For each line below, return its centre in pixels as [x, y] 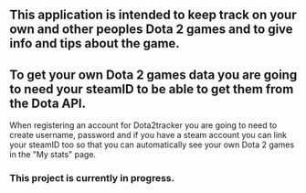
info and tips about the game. [95, 43]
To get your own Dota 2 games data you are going [153, 75]
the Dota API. [48, 103]
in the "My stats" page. [53, 155]
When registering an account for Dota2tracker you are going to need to [143, 125]
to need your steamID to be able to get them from [152, 89]
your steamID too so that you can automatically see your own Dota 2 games [152, 145]
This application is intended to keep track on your [153, 15]
